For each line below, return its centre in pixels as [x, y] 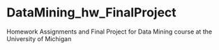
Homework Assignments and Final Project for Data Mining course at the [109, 32]
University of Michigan [39, 38]
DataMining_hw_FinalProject [92, 13]
